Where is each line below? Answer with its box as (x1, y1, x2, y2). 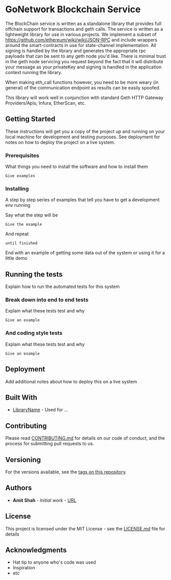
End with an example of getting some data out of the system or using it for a (5, 250, 165, 256)
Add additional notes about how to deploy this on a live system (5, 378, 137, 384)
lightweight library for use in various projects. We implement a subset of (5, 31, 157, 37)
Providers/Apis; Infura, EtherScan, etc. (5, 100, 86, 106)
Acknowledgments (5, 546, 67, 554)
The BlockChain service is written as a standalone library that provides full (5, 20, 162, 27)
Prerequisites (5, 152, 39, 159)
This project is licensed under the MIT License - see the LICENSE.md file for (5, 525, 165, 531)
